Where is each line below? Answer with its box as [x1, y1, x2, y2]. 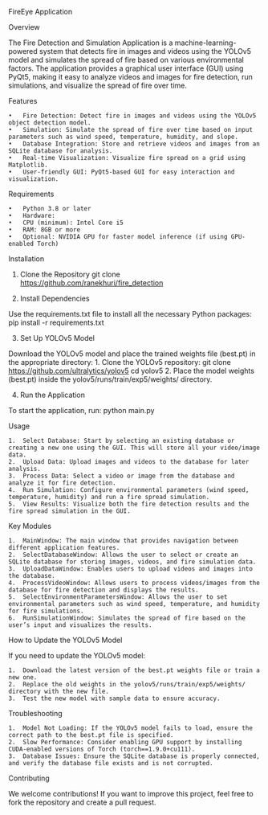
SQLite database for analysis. [8, 147, 113, 155]
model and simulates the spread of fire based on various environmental [8, 55, 245, 64]
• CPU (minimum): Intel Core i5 [8, 219, 124, 227]
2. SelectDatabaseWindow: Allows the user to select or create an [8, 551, 239, 559]
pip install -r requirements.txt [8, 317, 104, 327]
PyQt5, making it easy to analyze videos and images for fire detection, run [8, 72, 253, 81]
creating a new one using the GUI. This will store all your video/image [8, 444, 261, 452]
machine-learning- [174, 38, 237, 47]
